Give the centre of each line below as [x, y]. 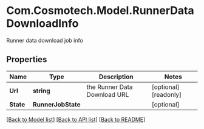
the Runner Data [110, 87]
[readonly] [167, 94]
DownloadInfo [42, 23]
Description [116, 77]
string [41, 91]
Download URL [108, 94]
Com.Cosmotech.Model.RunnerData [100, 11]
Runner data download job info [45, 40]
